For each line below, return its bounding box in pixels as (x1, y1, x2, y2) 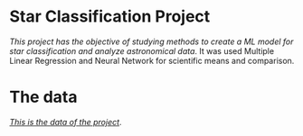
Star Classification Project (9, 6, 211, 27)
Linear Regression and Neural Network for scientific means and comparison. (9, 55, 295, 66)
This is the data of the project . (9, 116, 122, 127)
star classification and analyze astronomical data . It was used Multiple (9, 45, 274, 56)
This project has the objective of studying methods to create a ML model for (9, 36, 294, 47)
